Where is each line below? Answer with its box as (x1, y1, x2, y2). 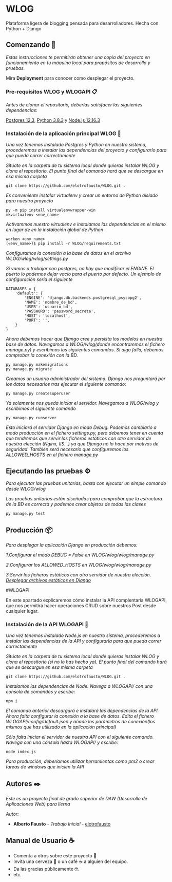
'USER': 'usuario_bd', (24, 304, 73, 310)
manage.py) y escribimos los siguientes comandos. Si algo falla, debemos (6, 347, 164, 353)
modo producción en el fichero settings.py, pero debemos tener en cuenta (6, 430, 163, 436)
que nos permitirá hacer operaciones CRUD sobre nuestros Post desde (6, 602, 156, 609)
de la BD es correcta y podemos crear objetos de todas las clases (6, 501, 146, 508)
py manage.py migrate (6, 367, 52, 372)
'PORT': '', (24, 318, 50, 323)
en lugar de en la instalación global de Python (6, 227, 104, 233)
